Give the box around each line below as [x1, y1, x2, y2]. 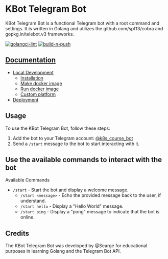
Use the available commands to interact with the [5, 155, 162, 164]
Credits [5, 229, 30, 237]
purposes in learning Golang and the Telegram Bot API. [5, 248, 121, 254]
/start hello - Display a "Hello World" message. [20, 203, 124, 209]
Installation [20, 75, 43, 81]
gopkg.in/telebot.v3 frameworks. [5, 31, 75, 37]
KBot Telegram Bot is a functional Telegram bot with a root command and [5, 20, 160, 26]
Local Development [12, 69, 54, 75]
